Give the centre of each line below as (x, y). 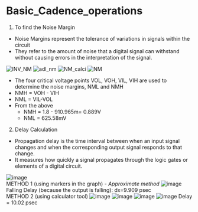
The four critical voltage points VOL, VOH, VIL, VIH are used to (91, 80)
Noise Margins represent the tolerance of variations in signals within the (102, 38)
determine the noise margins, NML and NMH (69, 86)
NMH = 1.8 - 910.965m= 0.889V (62, 112)
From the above (34, 105)
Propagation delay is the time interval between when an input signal (97, 141)
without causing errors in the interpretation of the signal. (83, 57)
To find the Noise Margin (45, 27)
